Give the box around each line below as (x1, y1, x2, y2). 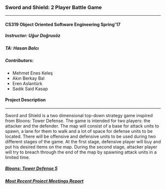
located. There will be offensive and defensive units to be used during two (5, 133, 156, 139)
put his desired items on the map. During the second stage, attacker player (5, 144, 158, 150)
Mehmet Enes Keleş (12, 70, 53, 76)
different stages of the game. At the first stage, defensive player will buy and (5, 138, 161, 144)
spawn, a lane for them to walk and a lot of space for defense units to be (5, 128, 153, 134)
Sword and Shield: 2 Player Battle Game (5, 4, 102, 11)
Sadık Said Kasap (12, 86, 48, 92)
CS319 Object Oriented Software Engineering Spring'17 (5, 21, 121, 27)
